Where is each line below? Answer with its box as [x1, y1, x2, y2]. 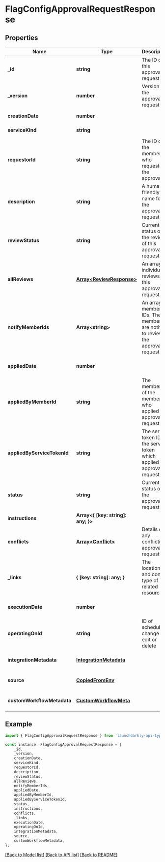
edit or [141, 636, 157, 643]
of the [141, 389, 156, 396]
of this [141, 240, 157, 247]
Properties [5, 34, 38, 42]
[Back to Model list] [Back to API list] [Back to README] [5, 852, 118, 858]
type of [141, 577, 159, 584]
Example [5, 720, 32, 728]
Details [141, 526, 158, 533]
